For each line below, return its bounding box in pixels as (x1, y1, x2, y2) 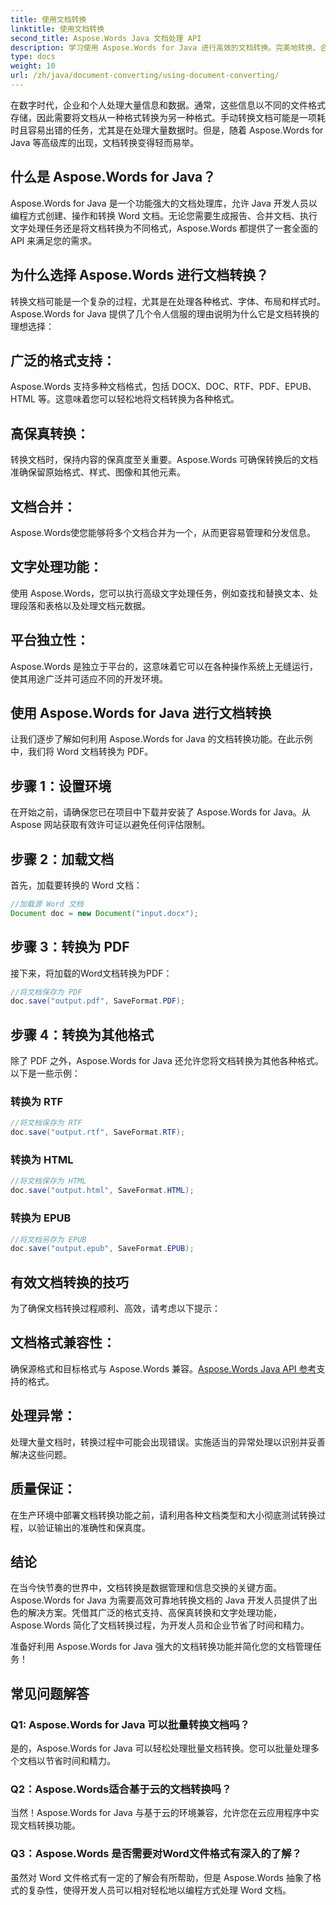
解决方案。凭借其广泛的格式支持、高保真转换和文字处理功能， (27, 1607, 282, 1619)
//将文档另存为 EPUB (10, 1234, 87, 1245)
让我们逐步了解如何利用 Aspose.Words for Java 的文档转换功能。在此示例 (10, 733, 313, 745)
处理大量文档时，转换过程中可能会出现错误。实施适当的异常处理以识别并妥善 (10, 1436, 326, 1448)
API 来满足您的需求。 (10, 234, 98, 246)
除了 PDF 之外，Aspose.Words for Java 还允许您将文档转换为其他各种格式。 (10, 1055, 324, 1067)
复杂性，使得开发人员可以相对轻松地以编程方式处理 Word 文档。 (27, 1884, 292, 1896)
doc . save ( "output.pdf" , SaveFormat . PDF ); (10, 996, 186, 1006)
